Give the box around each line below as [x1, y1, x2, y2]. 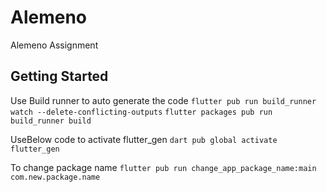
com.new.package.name [10, 172, 101, 182]
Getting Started [10, 68, 109, 85]
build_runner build [10, 116, 92, 126]
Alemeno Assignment [10, 39, 99, 51]
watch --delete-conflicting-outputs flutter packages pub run [10, 107, 273, 117]
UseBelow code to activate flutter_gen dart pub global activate [10, 133, 278, 145]
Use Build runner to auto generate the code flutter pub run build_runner [10, 94, 317, 106]
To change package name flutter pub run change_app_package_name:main [10, 161, 317, 173]
